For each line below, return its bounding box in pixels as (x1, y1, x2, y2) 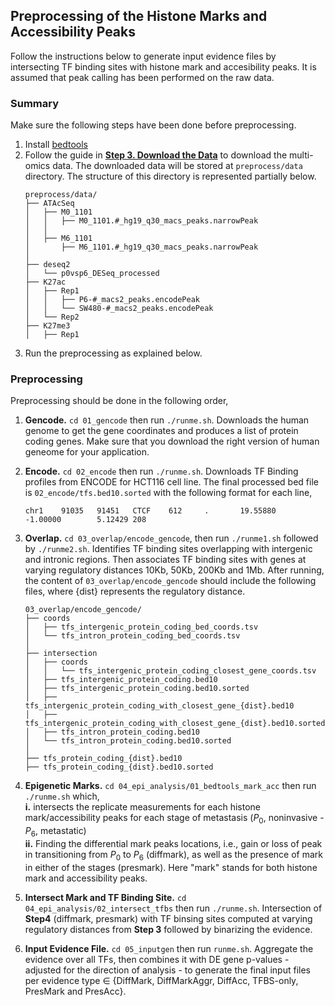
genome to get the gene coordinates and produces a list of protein (24, 425, 299, 437)
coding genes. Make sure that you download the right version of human (24, 435, 320, 448)
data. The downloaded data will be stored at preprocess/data (52, 160, 303, 172)
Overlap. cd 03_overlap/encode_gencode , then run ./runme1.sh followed (24, 532, 319, 544)
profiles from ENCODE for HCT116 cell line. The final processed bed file (24, 476, 319, 488)
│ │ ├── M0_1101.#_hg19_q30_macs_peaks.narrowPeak (24, 216, 259, 226)
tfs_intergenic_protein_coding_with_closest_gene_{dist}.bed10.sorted (24, 719, 326, 729)
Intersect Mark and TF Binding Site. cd (24, 891, 187, 903)
